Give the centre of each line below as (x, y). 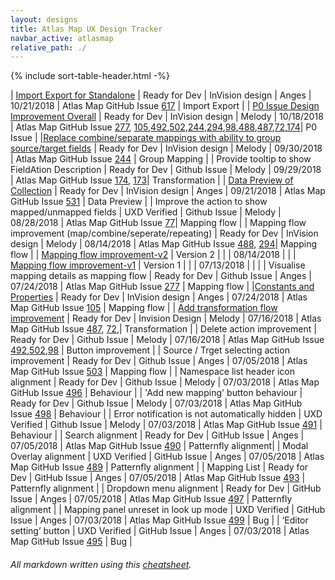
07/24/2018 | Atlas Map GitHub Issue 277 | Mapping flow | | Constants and (162, 287)
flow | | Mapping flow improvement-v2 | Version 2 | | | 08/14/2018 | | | (153, 255)
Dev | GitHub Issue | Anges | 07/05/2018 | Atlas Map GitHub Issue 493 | (158, 478)
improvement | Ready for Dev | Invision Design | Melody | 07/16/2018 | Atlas (166, 318)
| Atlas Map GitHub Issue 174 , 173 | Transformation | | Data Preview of (152, 180)
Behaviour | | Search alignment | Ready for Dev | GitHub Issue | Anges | (157, 435)
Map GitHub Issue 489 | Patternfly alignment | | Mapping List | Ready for (159, 467)
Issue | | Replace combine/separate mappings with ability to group (146, 138)
